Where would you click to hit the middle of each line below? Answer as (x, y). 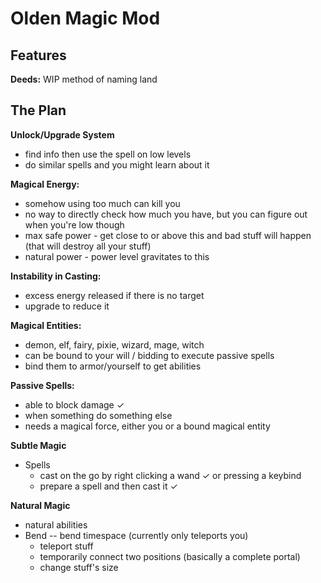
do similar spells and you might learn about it (117, 164)
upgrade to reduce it (67, 306)
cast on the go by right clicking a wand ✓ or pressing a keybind (170, 475)
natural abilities (56, 524)
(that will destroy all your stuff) (88, 246)
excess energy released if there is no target (114, 295)
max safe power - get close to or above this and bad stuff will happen (168, 235)
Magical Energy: (45, 184)
